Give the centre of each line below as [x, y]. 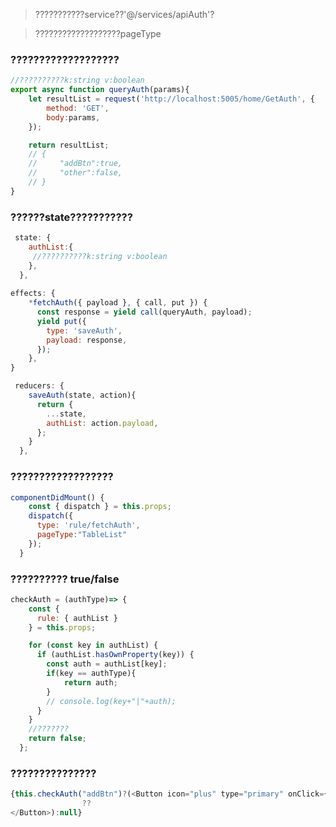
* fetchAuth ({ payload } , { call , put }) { [118, 303]
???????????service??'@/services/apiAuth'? [124, 14]
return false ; [57, 739]
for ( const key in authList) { [93, 645]
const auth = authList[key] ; [107, 664]
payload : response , [87, 340]
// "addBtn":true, [75, 164]
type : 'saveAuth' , [84, 330]
